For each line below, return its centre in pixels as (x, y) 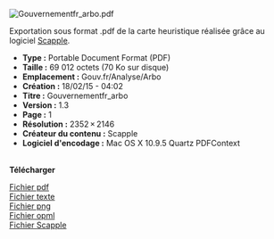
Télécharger (33, 170)
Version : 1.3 (46, 105)
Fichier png (30, 206)
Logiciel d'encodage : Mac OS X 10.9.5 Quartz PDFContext (131, 143)
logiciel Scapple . (40, 41)
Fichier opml (32, 215)
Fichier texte (32, 197)
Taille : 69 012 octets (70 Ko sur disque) (95, 67)
